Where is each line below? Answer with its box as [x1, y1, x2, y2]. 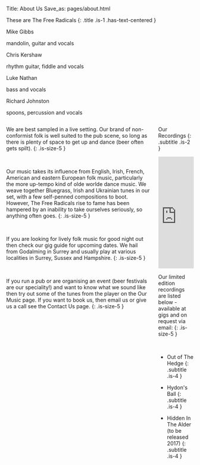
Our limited [158, 274, 186, 280]
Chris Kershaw [6, 51, 42, 58]
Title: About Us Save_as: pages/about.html [6, 5, 111, 12]
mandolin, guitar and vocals [6, 40, 74, 46]
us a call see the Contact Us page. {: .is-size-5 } [6, 303, 124, 309]
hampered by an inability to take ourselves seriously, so [6, 206, 143, 213]
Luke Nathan [6, 75, 37, 81]
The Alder [167, 421, 192, 428]
